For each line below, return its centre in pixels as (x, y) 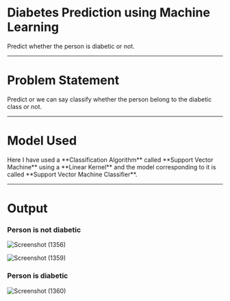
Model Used (42, 141)
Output (27, 208)
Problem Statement (63, 81)
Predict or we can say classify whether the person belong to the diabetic (110, 99)
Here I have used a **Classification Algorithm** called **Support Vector (110, 160)
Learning (33, 27)
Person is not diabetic (44, 230)
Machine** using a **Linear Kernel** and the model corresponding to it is (112, 167)
